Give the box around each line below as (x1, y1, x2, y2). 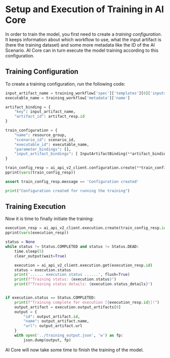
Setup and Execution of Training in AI (5, 4, 164, 15)
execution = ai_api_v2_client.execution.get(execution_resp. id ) (14, 263, 153, 268)
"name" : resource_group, (14, 132, 67, 137)
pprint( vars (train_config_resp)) (5, 170, 76, 175)
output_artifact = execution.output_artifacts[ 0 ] (14, 304, 121, 310)
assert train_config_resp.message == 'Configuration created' (5, 179, 139, 184)
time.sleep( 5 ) (14, 248, 44, 254)
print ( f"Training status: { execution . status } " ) (14, 277, 116, 282)
